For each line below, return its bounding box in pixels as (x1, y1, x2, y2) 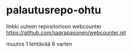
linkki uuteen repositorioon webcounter (6, 23, 102, 30)
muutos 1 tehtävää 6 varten (6, 40, 72, 47)
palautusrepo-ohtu (6, 4, 102, 17)
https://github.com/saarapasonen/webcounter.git (6, 29, 126, 36)
